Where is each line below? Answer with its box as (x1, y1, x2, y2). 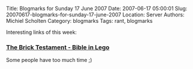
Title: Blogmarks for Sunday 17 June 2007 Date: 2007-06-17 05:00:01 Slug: (6, 5, 188, 12)
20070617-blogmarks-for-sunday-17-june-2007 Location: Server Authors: (6, 11, 185, 18)
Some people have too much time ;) (6, 57, 93, 64)
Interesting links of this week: (6, 29, 77, 36)
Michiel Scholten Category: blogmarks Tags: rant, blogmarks (6, 18, 153, 24)
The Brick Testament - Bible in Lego (6, 43, 110, 51)
